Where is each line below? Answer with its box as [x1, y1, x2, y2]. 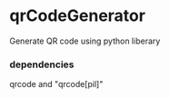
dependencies [9, 58, 75, 71]
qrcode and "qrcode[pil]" [9, 79, 104, 90]
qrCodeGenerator [9, 5, 145, 26]
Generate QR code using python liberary [9, 35, 161, 46]
